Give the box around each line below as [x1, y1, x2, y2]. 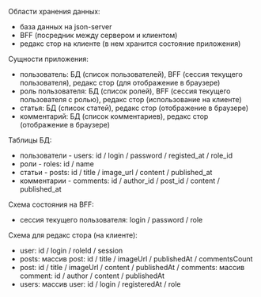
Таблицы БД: [8, 135, 52, 145]
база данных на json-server [19, 22, 112, 31]
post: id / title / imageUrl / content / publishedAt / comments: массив [19, 263, 245, 272]
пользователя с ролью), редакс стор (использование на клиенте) [19, 95, 243, 104]
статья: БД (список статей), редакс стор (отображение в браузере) [19, 103, 249, 112]
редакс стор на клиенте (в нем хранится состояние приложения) [19, 39, 241, 48]
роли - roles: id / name [19, 159, 95, 169]
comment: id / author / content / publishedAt [19, 271, 165, 280]
